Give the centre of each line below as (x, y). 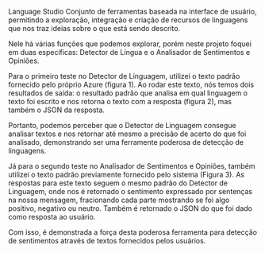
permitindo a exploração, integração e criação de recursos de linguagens (128, 20)
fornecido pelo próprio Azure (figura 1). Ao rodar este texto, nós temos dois (131, 84)
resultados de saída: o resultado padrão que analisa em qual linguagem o (128, 93)
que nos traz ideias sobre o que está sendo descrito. (94, 28)
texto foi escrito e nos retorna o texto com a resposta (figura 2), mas (120, 101)
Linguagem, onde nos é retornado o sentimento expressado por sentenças (130, 191)
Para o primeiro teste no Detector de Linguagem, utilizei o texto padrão (124, 76)
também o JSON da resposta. (57, 110)
